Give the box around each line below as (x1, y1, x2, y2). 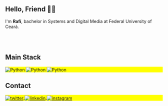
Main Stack (5, 53, 41, 61)
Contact (5, 81, 31, 90)
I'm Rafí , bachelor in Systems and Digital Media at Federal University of (5, 18, 152, 24)
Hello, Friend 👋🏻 (5, 5, 56, 13)
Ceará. (5, 23, 19, 29)
